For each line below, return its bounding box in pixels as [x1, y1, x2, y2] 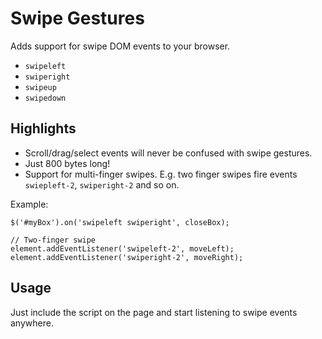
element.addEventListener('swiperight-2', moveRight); [10, 252, 244, 262]
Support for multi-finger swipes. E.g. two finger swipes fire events [24, 168, 298, 180]
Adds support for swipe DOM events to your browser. [10, 40, 231, 52]
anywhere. [10, 317, 54, 329]
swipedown [24, 93, 67, 103]
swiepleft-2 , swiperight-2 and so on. [24, 178, 180, 191]
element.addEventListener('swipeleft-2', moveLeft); [10, 243, 235, 254]
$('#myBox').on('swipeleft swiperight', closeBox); [10, 217, 230, 227]
